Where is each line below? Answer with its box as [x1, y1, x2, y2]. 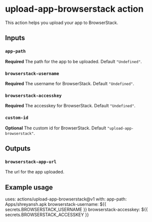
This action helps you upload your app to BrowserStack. [5, 20, 119, 25]
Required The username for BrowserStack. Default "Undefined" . [5, 80, 134, 86]
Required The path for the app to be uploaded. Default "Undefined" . [5, 58, 142, 64]
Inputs [5, 34, 25, 42]
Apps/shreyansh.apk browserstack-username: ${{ [5, 201, 106, 207]
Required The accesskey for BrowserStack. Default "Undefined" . [5, 103, 136, 109]
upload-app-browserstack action [5, 3, 144, 15]
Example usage [5, 183, 53, 192]
